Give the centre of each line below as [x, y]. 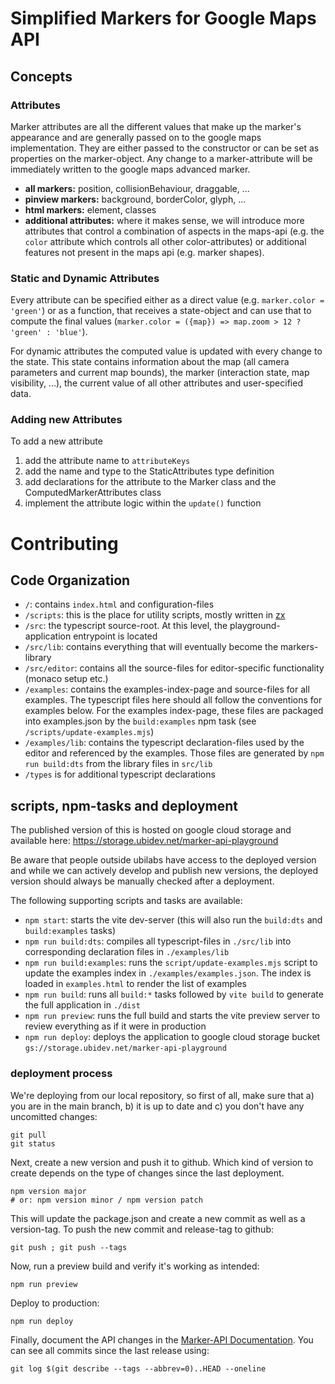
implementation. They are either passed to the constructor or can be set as [165, 148]
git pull [28, 1135]
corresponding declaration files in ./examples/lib [127, 952]
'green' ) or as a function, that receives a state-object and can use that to [161, 311]
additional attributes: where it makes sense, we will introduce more [164, 220]
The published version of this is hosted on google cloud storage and [151, 830]
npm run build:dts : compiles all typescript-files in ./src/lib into [158, 941]
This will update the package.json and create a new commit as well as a [158, 1218]
